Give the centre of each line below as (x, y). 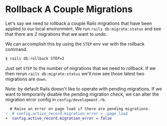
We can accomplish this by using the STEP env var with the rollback (75, 44)
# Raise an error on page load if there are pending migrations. (80, 109)
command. (16, 49)
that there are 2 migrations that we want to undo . (56, 34)
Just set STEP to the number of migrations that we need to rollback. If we (80, 68)
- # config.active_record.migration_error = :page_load (67, 113)
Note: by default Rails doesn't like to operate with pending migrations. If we (83, 89)
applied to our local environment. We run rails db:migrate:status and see (83, 28)
